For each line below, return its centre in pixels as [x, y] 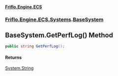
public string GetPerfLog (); [35, 46]
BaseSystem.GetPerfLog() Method [59, 35]
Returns [14, 57]
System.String [19, 68]
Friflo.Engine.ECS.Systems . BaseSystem [54, 19]
